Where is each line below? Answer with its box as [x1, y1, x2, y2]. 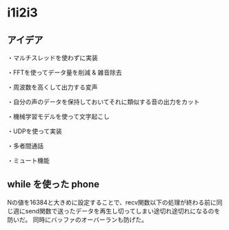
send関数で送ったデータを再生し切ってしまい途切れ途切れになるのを [25, 207, 221, 215]
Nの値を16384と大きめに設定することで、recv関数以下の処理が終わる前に [7, 198, 217, 207]
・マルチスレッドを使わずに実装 [7, 54, 98, 61]
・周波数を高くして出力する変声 [7, 83, 98, 91]
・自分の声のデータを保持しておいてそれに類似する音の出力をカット [7, 98, 200, 106]
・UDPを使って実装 [7, 127, 62, 135]
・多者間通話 [7, 142, 43, 150]
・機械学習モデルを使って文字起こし [7, 113, 110, 120]
